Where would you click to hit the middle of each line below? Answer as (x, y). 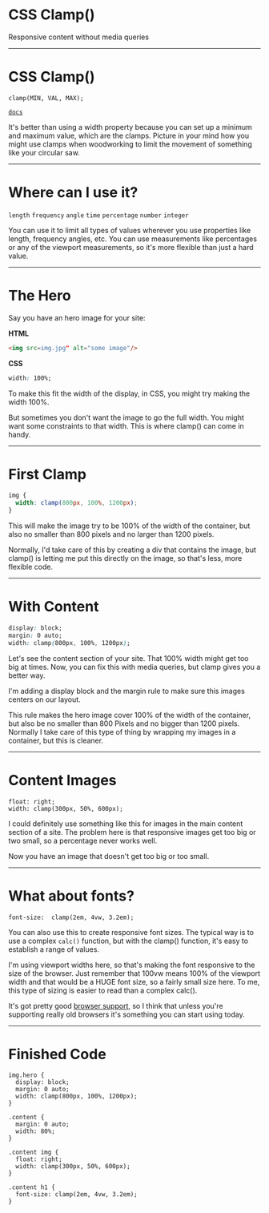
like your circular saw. (44, 152)
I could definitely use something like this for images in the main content (126, 824)
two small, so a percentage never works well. (83, 840)
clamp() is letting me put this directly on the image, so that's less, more (125, 558)
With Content (54, 607)
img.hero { (26, 1075)
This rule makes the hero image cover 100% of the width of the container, (129, 715)
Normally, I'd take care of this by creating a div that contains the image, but (132, 550)
